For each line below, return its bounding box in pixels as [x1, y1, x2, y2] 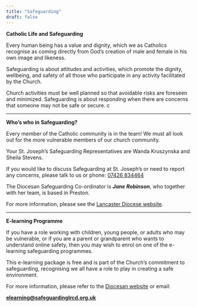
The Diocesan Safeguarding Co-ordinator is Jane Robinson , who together [6, 183, 185, 190]
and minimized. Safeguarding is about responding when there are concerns [6, 95, 189, 103]
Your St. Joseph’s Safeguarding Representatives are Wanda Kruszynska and [6, 147, 191, 154]
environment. [6, 271, 38, 278]
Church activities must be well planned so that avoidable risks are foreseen [6, 89, 188, 96]
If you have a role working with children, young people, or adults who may [6, 228, 185, 235]
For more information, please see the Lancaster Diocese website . [6, 200, 164, 207]
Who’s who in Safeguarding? [6, 119, 78, 126]
